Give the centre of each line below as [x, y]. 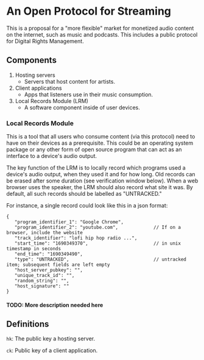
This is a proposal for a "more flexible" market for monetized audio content [100, 28]
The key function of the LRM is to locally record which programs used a [96, 168]
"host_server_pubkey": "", [49, 270]
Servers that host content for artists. [70, 81]
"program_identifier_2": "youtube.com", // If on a [98, 228]
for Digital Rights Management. [45, 41]
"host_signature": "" [42, 286]
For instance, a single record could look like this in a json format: [87, 206]
